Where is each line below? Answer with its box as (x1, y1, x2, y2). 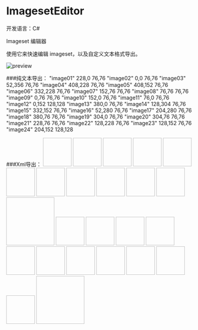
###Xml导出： (6, 161, 42, 168)
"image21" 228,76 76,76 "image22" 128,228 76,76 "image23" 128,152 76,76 (6, 119, 192, 126)
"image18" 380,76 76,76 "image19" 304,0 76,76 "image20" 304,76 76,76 (6, 113, 185, 120)
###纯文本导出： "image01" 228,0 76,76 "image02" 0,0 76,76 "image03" (6, 74, 186, 81)
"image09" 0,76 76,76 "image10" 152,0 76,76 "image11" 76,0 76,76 (6, 94, 170, 101)
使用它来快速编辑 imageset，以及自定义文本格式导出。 (6, 50, 141, 57)
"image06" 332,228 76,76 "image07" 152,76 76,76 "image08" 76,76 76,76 (6, 87, 189, 95)
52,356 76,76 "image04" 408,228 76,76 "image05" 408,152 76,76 (6, 81, 169, 88)
